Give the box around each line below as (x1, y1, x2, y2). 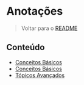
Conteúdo (6, 42, 45, 53)
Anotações (6, 4, 63, 18)
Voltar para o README (21, 24, 78, 32)
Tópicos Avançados (15, 72, 65, 79)
